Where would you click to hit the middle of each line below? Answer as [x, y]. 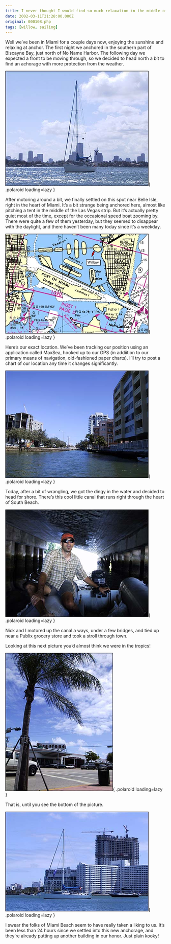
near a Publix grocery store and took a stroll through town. [66, 636]
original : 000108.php [28, 21]
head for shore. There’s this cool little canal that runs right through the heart [85, 497]
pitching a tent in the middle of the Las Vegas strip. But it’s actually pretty [82, 211]
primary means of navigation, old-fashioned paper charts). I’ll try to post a [83, 358]
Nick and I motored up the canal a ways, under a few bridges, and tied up [82, 631]
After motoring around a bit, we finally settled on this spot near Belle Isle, [82, 200]
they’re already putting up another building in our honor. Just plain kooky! [82, 936]
